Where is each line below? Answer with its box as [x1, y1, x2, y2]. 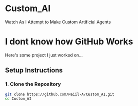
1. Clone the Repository [5, 81, 61, 88]
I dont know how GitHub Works [5, 36, 133, 47]
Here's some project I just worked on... [5, 52, 83, 58]
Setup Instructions [5, 66, 63, 74]
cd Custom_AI [5, 96, 32, 101]
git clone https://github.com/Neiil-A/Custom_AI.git [5, 92, 115, 97]
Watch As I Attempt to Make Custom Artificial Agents [5, 19, 111, 25]
